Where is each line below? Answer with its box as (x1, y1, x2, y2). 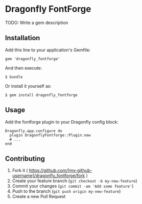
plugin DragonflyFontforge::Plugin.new (9, 132, 91, 138)
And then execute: (5, 65, 42, 71)
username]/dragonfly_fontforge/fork (12, 173, 85, 178)
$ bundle (5, 75, 23, 79)
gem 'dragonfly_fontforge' (5, 56, 60, 61)
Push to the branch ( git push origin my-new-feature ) (12, 188, 121, 194)
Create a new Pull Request (12, 194, 66, 200)
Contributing (5, 154, 45, 163)
